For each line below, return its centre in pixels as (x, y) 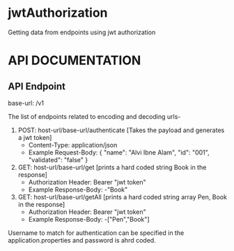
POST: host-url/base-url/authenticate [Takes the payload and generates (121, 130)
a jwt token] (35, 137)
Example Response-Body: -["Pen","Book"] (89, 219)
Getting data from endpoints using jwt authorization (82, 32)
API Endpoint (37, 86)
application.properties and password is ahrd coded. (82, 240)
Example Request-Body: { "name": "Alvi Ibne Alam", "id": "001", (119, 152)
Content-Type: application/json (73, 145)
